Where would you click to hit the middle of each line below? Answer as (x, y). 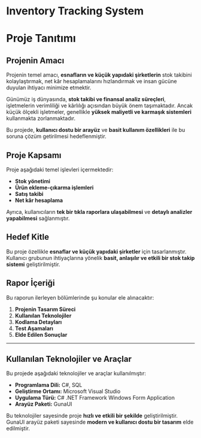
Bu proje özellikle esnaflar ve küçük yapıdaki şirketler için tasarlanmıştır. (96, 251)
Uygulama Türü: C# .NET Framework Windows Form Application (95, 398)
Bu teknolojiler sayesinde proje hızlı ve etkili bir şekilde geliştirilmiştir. (92, 416)
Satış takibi (29, 194)
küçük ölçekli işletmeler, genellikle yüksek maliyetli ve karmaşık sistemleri (99, 112)
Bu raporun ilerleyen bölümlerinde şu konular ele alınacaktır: (80, 297)
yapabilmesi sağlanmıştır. (38, 218)
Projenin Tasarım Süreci (45, 309)
